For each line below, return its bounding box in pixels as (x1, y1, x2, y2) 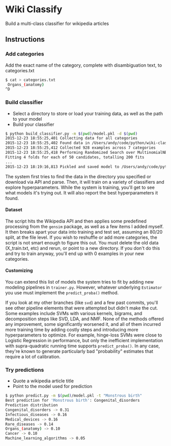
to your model (12, 116, 42, 122)
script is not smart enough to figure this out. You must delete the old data (5, 239, 159, 245)
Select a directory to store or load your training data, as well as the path (12, 110, 163, 117)
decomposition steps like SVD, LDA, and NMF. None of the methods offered (5, 316, 164, 322)
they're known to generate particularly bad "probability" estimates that (5, 348, 154, 354)
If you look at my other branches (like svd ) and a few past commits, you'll (5, 299, 158, 305)
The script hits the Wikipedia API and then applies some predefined (5, 218, 147, 224)
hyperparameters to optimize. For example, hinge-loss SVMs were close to (5, 332, 162, 338)
